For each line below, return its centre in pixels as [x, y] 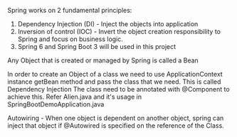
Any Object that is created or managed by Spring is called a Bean [103, 60]
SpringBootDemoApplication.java [56, 104]
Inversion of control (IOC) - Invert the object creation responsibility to [119, 32]
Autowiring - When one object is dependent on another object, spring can [116, 118]
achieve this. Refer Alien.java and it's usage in [75, 97]
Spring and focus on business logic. [70, 39]
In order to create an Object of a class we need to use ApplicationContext [115, 74]
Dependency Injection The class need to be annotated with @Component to [118, 89]
